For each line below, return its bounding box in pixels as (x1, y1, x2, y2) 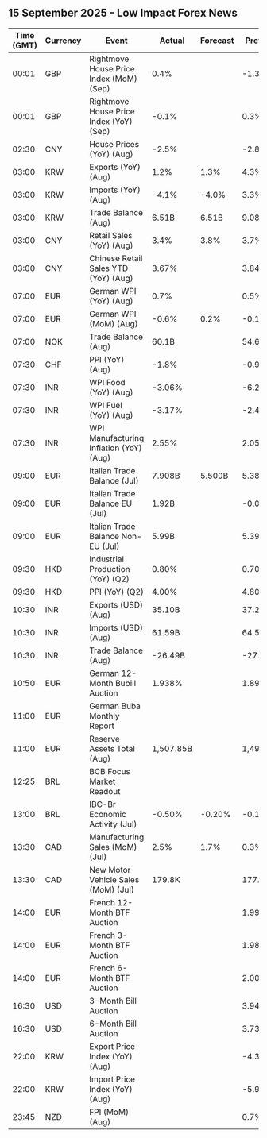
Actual (159, 35, 185, 46)
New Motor (88, 864, 131, 875)
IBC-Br (88, 798, 117, 809)
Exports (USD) (88, 599, 143, 610)
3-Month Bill (88, 995, 137, 1006)
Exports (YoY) (88, 161, 141, 172)
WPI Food (88, 376, 126, 388)
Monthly (88, 710, 121, 721)
